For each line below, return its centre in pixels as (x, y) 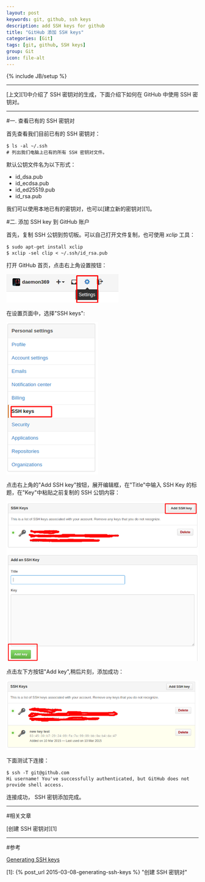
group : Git (20, 52)
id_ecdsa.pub (32, 183)
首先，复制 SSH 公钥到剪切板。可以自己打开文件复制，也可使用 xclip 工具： (101, 234)
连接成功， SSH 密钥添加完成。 (45, 797)
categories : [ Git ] (30, 39)
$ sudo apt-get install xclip (45, 247)
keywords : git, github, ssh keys (49, 19)
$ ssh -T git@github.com (38, 773)
